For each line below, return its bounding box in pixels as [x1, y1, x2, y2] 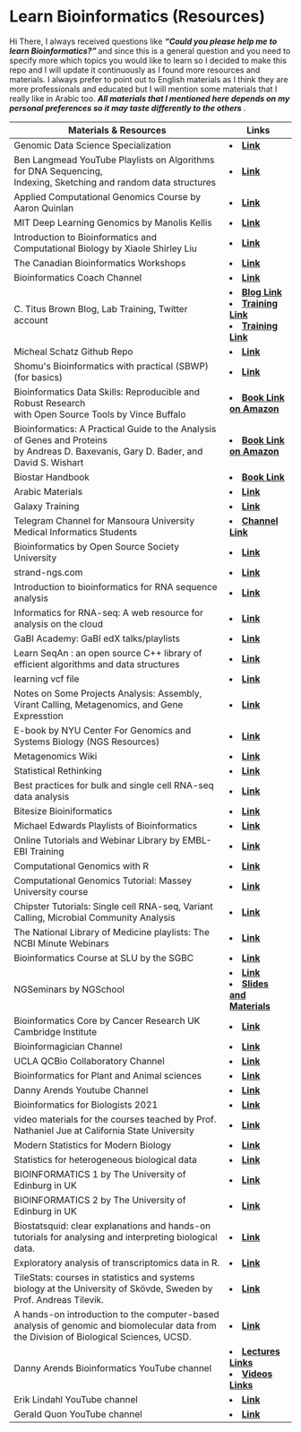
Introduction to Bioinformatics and [13, 230, 157, 243]
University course [13, 885, 89, 898]
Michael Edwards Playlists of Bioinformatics [13, 819, 198, 831]
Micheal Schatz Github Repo [13, 345, 133, 358]
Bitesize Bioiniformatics [13, 804, 113, 817]
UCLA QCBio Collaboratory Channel [13, 1054, 166, 1067]
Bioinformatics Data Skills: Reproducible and [13, 386, 200, 398]
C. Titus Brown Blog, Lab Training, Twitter [13, 302, 188, 315]
